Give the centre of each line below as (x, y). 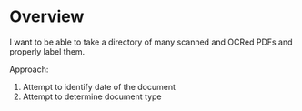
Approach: (29, 69)
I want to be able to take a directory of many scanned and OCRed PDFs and (151, 42)
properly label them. (47, 51)
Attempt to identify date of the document (99, 86)
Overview (47, 17)
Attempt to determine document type (92, 96)
